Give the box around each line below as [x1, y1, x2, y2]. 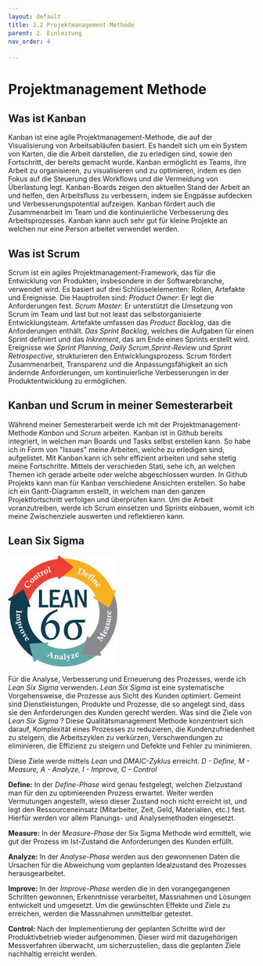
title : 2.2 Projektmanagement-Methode [8, 20, 135, 29]
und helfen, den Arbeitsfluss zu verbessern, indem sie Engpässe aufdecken [8, 191, 252, 200]
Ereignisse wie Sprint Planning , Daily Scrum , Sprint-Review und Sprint [8, 342, 232, 352]
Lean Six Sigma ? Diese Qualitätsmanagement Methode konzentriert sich [8, 716, 244, 725]
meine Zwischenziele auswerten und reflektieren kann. [8, 511, 186, 521]
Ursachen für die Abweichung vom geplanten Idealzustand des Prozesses [8, 860, 247, 869]
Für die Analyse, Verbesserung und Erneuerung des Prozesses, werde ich [8, 674, 247, 683]
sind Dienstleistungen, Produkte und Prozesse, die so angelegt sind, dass [8, 699, 245, 709]
